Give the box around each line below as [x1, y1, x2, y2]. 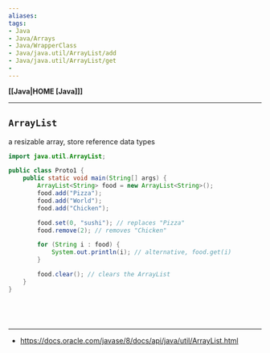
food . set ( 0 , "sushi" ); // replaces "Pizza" [37, 218, 185, 226]
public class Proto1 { [8, 167, 84, 175]
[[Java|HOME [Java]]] [8, 86, 83, 96]
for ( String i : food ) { [37, 241, 121, 249]
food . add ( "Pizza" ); [37, 189, 103, 197]
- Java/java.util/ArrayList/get [8, 57, 117, 65]
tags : [8, 19, 27, 27]
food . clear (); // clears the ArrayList [37, 271, 171, 279]
